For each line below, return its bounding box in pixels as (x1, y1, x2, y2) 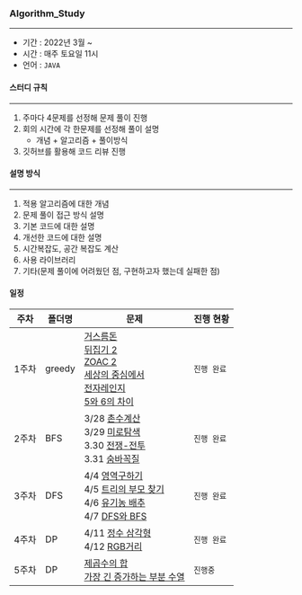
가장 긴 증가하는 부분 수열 (84, 570, 186, 582)
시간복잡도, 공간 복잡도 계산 (22, 243, 120, 253)
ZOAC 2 (84, 355, 117, 368)
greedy (44, 362, 75, 375)
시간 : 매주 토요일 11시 (22, 49, 99, 59)
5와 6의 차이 (84, 395, 135, 407)
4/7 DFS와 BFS (84, 510, 147, 522)
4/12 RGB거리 (84, 540, 143, 553)
